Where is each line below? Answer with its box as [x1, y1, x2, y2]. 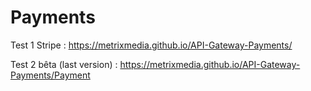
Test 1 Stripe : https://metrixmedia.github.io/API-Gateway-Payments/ [10, 39, 293, 51]
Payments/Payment [10, 69, 91, 81]
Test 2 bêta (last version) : [10, 58, 118, 70]
